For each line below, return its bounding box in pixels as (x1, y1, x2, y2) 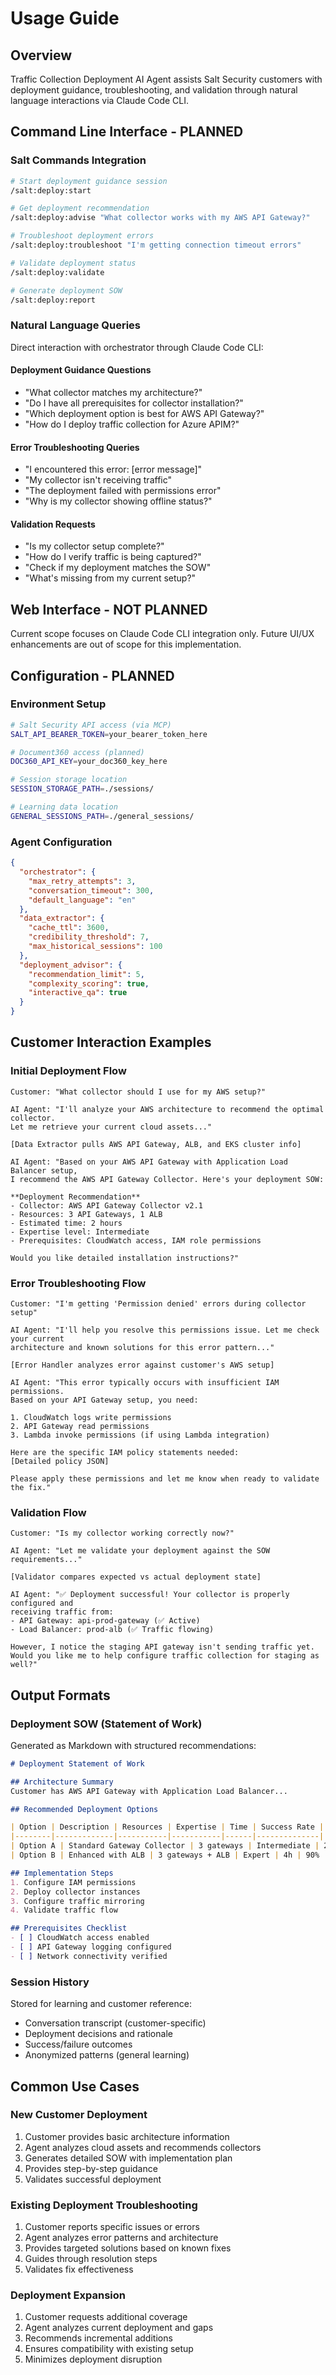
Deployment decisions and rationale (24, 2028, 173, 2040)
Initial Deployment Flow (10, 1064, 127, 1078)
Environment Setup (10, 697, 107, 711)
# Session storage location (10, 775, 128, 785)
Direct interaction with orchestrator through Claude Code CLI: (10, 341, 264, 353)
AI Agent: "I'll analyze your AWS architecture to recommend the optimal (10, 1104, 325, 1114)
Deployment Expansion (10, 2288, 127, 2302)
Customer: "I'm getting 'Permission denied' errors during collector (10, 1299, 307, 1309)
